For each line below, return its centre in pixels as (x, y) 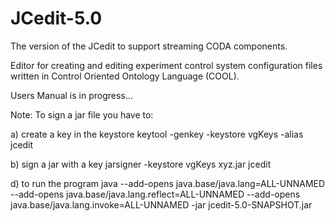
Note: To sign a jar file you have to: (82, 114)
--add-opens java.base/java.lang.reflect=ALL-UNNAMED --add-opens (155, 194)
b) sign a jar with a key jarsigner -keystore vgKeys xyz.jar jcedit (141, 164)
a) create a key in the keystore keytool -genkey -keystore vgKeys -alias (157, 134)
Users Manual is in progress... (71, 95)
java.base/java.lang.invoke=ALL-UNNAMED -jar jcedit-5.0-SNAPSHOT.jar (161, 204)
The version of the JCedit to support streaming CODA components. (149, 46)
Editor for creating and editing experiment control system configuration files (166, 65)
